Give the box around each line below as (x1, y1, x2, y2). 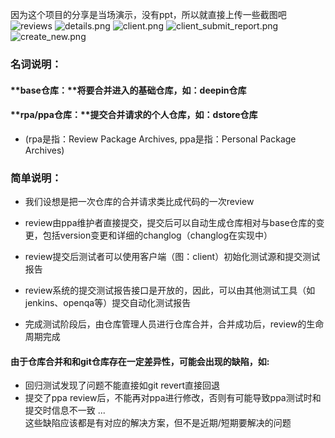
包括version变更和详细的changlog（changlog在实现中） (42, 229, 273, 242)
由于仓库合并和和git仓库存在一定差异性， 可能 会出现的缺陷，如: (10, 355, 270, 367)
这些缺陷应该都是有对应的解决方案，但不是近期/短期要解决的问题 (24, 417, 292, 429)
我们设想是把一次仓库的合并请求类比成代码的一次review (24, 196, 255, 208)
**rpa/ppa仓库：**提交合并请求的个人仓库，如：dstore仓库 (10, 109, 258, 121)
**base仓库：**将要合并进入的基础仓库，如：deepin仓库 (10, 84, 247, 96)
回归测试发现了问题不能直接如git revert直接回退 (24, 379, 221, 392)
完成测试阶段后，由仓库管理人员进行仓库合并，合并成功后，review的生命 (24, 318, 325, 330)
